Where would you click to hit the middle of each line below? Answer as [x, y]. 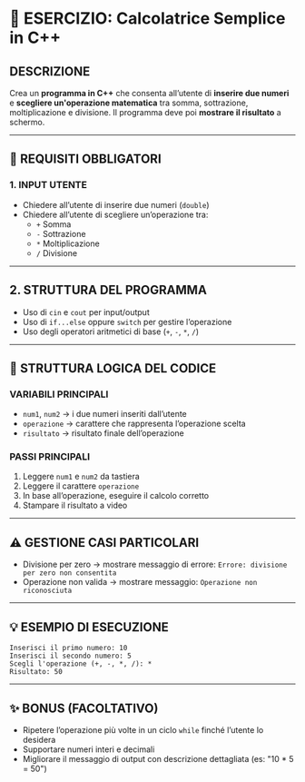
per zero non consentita [69, 573]
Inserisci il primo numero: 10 [69, 648]
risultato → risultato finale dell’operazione [103, 433]
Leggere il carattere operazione [81, 486]
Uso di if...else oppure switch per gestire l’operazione [127, 322]
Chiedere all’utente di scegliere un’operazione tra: [115, 214]
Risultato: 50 [36, 672]
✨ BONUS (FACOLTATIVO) [84, 708]
